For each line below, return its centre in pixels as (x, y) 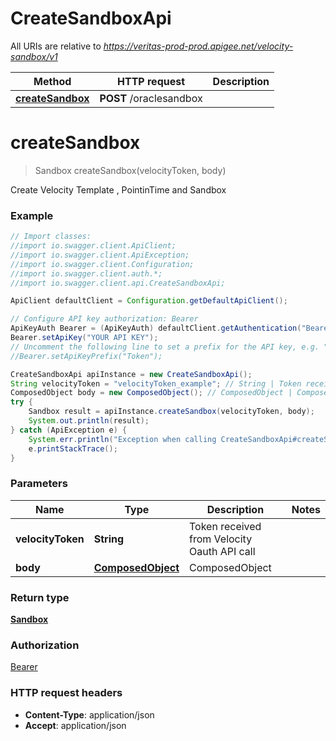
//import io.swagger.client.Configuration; (102, 264)
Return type (40, 597)
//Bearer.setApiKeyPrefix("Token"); (86, 356)
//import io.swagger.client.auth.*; (86, 273)
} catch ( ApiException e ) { (69, 430)
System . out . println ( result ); (89, 421)
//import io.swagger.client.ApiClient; (93, 246)
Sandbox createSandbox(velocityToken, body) (130, 170)
